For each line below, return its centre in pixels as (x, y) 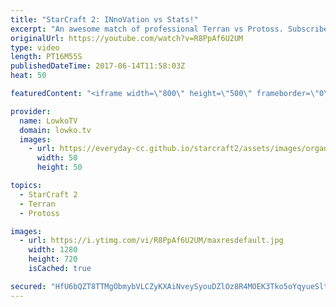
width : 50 (57, 158)
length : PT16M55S (46, 57)
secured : (28, 286)
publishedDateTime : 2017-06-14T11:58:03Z (98, 66)
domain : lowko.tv (55, 130)
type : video (35, 47)
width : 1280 (53, 250)
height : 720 (53, 259)
